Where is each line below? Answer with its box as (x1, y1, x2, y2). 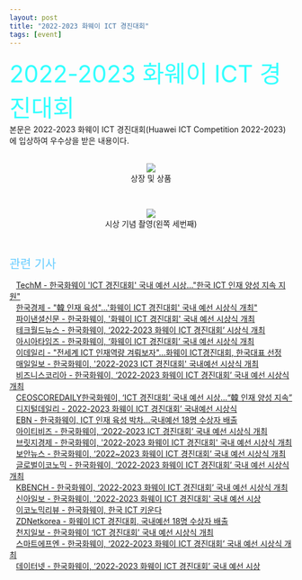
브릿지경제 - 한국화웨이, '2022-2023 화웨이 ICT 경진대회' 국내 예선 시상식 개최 (15, 437, 292, 448)
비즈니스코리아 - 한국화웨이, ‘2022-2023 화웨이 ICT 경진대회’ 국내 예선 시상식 (15, 370, 289, 380)
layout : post (9, 13, 58, 22)
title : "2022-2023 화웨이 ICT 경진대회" (9, 22, 150, 31)
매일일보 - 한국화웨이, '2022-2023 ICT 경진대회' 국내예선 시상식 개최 (15, 359, 259, 370)
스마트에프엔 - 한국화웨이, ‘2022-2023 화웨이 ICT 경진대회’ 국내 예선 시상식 (15, 539, 283, 549)
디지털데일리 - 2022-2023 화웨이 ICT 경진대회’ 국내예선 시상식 (15, 404, 238, 415)
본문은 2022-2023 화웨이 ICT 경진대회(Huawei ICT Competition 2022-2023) (9, 124, 287, 135)
